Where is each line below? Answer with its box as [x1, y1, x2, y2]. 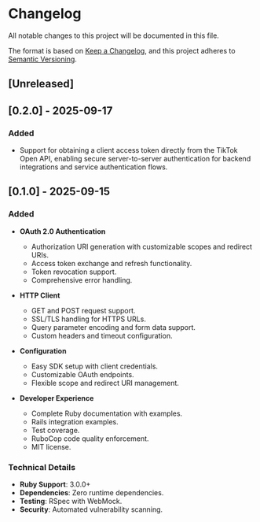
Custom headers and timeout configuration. [31, 331, 173, 340]
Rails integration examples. [31, 416, 119, 426]
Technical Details [8, 461, 76, 472]
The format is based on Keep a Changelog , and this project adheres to [8, 46, 236, 55]
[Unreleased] [8, 77, 75, 91]
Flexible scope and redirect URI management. [31, 378, 179, 387]
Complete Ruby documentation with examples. [31, 409, 183, 418]
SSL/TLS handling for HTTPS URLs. [31, 314, 147, 324]
